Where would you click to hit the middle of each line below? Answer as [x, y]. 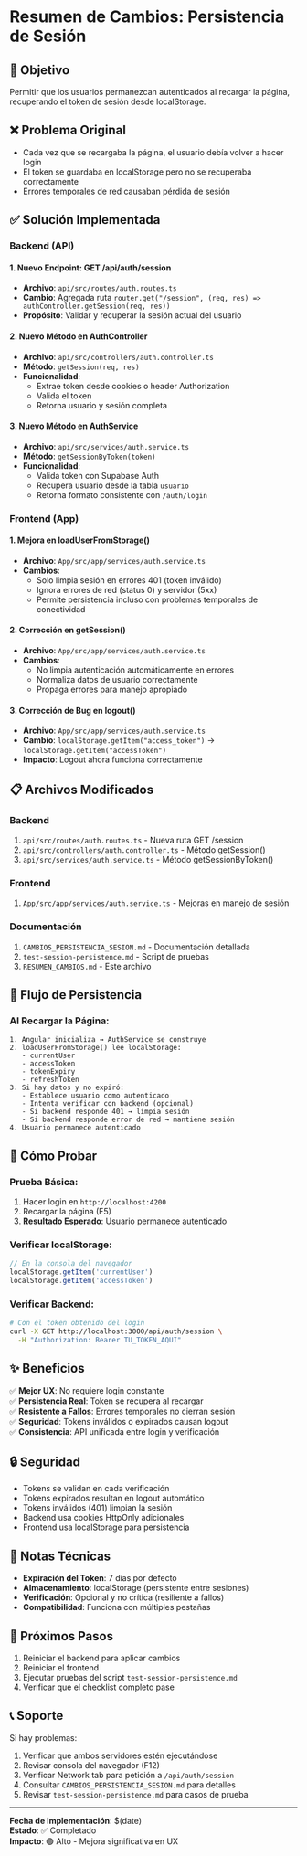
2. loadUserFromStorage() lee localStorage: [95, 1048]
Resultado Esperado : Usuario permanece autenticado [125, 1221]
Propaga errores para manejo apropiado [112, 689]
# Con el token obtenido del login [77, 1323]
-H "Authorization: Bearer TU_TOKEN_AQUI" [100, 1340]
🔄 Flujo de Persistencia [76, 995]
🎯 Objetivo [40, 70]
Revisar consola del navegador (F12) [91, 1765]
